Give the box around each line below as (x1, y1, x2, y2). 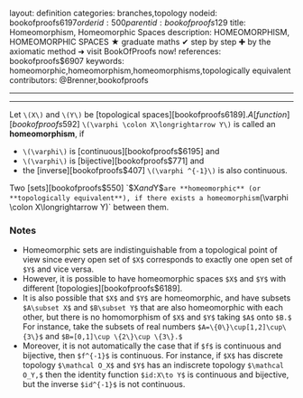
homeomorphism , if (9, 128, 85, 139)
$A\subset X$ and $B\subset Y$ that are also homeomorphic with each (22, 302, 284, 313)
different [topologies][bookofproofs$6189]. (22, 283, 183, 294)
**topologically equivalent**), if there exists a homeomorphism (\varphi (9, 192, 289, 202)
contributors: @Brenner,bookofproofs (9, 75, 149, 85)
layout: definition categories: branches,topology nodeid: (9, 8, 218, 18)
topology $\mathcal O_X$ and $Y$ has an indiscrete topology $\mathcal (22, 360, 284, 371)
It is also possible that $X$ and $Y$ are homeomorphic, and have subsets (22, 292, 291, 303)
